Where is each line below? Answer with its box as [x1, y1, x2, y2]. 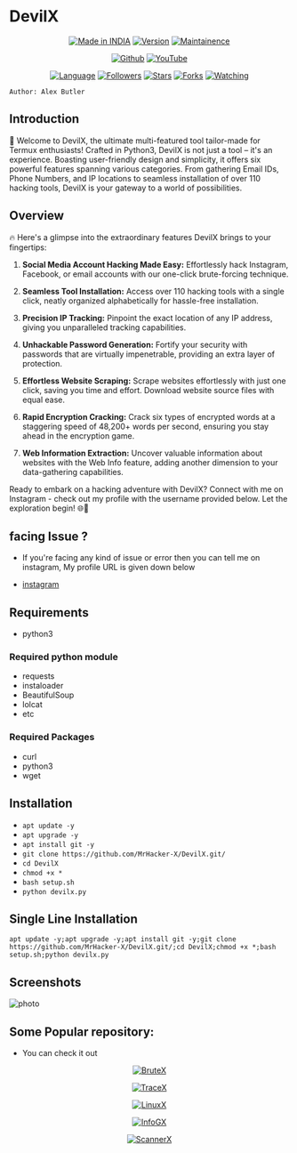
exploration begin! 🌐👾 [9, 503, 89, 513]
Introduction [9, 111, 80, 126]
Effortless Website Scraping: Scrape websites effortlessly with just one [21, 375, 286, 386]
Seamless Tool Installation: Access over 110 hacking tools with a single [21, 286, 285, 296]
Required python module [9, 651, 118, 664]
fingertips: [9, 242, 47, 253]
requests [21, 671, 55, 681]
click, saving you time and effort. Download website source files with [21, 384, 275, 395]
